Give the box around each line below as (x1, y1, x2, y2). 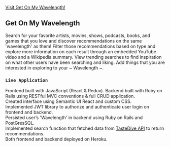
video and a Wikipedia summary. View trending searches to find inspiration (5, 54, 162, 60)
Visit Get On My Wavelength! (5, 5, 65, 10)
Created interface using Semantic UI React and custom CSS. (5, 98, 132, 104)
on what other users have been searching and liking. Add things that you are (5, 59, 165, 65)
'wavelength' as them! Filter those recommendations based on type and (5, 43, 156, 49)
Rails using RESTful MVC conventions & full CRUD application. (5, 93, 135, 99)
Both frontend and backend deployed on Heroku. (5, 136, 108, 142)
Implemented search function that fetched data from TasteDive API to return (5, 125, 164, 131)
